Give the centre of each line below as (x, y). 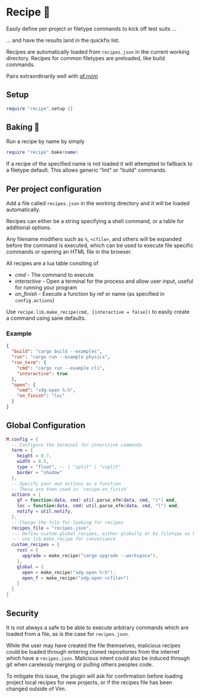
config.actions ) (35, 300)
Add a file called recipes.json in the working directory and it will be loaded (98, 203)
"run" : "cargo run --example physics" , (61, 357)
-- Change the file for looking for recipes (68, 522)
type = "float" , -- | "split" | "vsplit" (69, 467)
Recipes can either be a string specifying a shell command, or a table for (95, 221)
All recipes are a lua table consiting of (52, 263)
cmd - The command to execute (54, 275)
